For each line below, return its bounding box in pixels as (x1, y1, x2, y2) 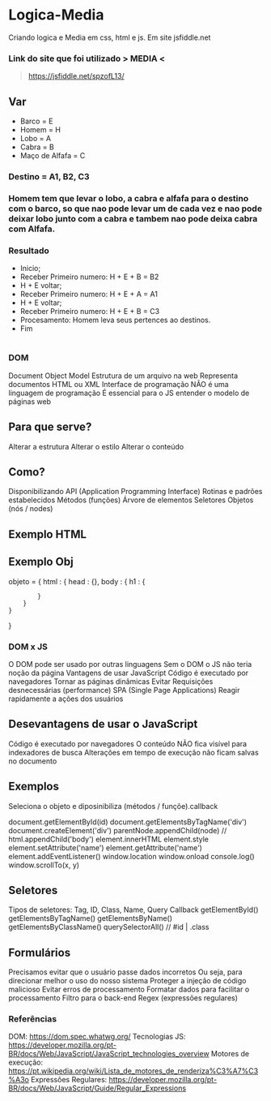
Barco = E (19, 116, 53, 127)
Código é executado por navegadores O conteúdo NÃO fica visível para (8, 738, 248, 748)
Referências (8, 1013, 57, 1025)
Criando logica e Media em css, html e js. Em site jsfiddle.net (8, 32, 211, 42)
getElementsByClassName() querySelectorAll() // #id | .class (8, 923, 210, 932)
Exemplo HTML (8, 527, 87, 541)
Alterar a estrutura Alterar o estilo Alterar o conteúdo (8, 441, 184, 451)
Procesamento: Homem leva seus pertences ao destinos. (19, 315, 211, 325)
